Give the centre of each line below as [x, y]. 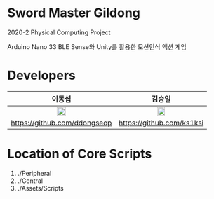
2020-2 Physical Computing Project [59, 32]
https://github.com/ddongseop [61, 123]
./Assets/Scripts [41, 188]
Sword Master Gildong [74, 13]
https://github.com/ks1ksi [161, 123]
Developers [41, 76]
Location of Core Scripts [80, 154]
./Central [30, 181]
